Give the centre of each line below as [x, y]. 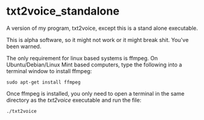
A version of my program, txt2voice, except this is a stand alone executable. [102, 28]
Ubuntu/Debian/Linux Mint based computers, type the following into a [94, 65]
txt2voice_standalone [63, 11]
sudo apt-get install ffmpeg [43, 82]
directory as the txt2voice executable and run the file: [74, 100]
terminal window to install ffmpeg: [49, 71]
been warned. [24, 46]
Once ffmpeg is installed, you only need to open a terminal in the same [96, 93]
